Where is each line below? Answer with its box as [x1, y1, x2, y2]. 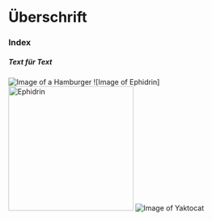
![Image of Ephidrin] [93, 77, 160, 87]
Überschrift [8, 8, 87, 27]
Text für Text [8, 56, 53, 66]
